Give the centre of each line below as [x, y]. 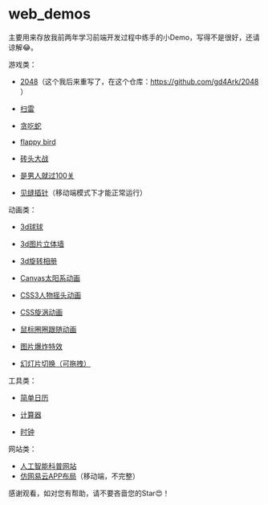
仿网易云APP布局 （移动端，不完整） [80, 476]
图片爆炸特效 [41, 346]
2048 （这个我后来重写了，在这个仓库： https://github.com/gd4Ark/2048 [139, 81]
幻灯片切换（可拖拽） [55, 363]
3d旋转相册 [39, 261]
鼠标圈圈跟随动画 [48, 329]
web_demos [49, 14]
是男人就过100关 [47, 175]
